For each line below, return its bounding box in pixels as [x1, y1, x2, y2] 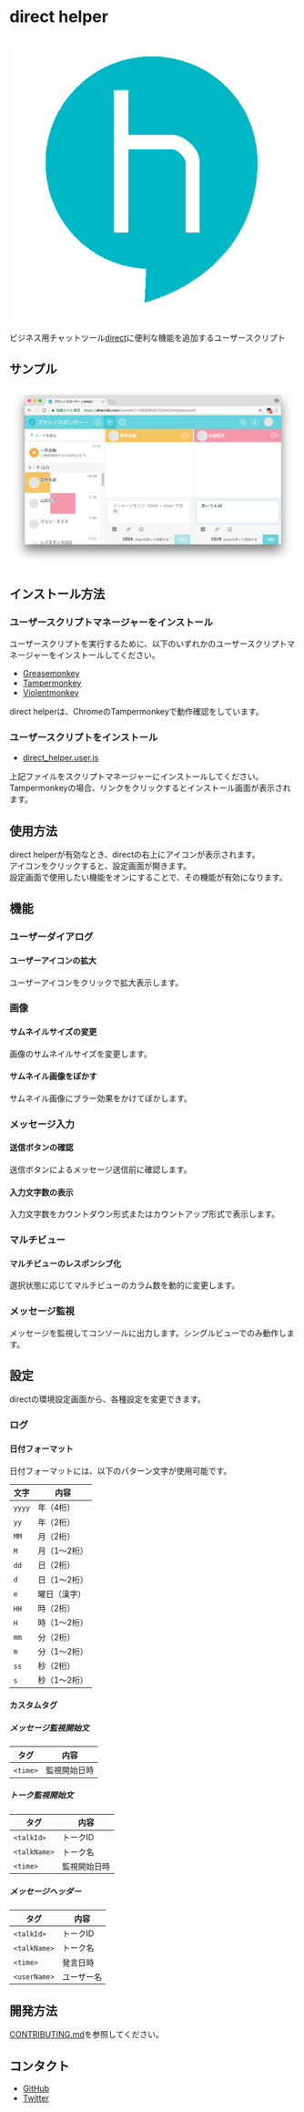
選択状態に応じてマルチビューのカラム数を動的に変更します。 [9, 1280, 240, 1291]
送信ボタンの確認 [9, 1142, 74, 1153]
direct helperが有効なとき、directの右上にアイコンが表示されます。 [9, 850, 261, 860]
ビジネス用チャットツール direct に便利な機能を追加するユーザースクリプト [9, 332, 286, 343]
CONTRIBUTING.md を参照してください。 [9, 2029, 164, 2040]
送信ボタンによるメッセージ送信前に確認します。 [9, 1164, 192, 1175]
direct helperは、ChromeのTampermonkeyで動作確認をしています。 [9, 706, 264, 716]
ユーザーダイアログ [9, 931, 94, 943]
